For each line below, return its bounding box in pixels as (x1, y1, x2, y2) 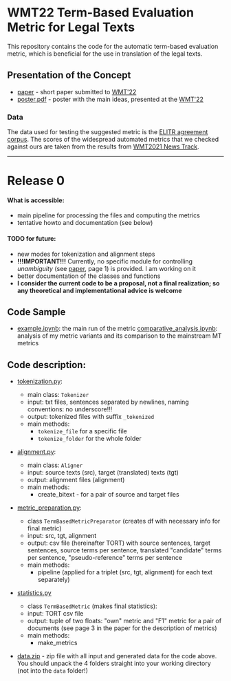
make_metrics (37, 638, 78, 647)
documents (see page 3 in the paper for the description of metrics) (27, 624, 218, 632)
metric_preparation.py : (16, 504, 82, 512)
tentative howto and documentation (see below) (16, 219, 153, 227)
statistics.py (16, 589, 52, 597)
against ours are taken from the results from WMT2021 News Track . (7, 142, 199, 151)
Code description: (7, 359, 86, 371)
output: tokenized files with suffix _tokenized (27, 413, 155, 421)
